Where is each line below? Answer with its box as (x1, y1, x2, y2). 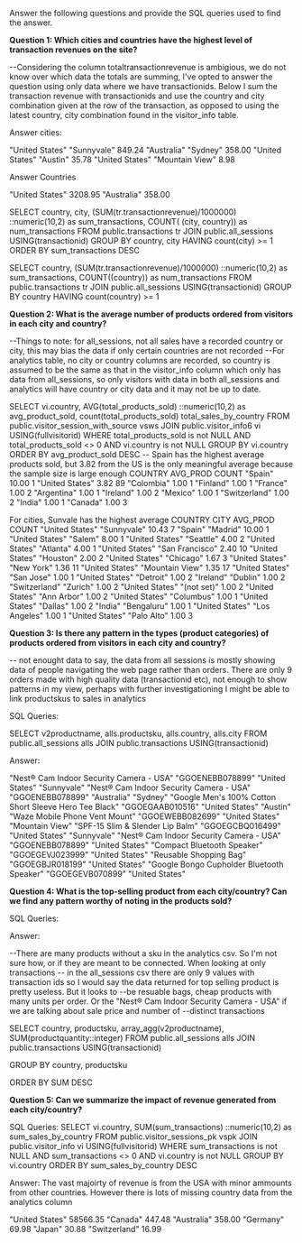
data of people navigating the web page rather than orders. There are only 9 (9, 665, 293, 675)
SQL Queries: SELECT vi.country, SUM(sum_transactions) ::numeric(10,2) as (9, 1122, 293, 1132)
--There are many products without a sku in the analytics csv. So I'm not (9, 948, 278, 959)
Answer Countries (9, 171, 77, 182)
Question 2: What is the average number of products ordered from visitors (9, 308, 294, 319)
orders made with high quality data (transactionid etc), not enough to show (9, 674, 288, 685)
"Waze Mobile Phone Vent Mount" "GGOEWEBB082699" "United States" (9, 811, 280, 822)
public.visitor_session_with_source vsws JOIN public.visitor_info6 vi (9, 420, 261, 431)
